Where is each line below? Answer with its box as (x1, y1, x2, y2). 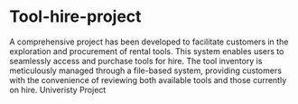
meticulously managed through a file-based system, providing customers (9, 65, 283, 76)
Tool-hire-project (9, 6, 142, 27)
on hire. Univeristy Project (9, 84, 107, 95)
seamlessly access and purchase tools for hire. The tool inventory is (9, 55, 263, 66)
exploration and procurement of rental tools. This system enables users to (9, 45, 284, 56)
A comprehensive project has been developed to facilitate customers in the (9, 36, 289, 47)
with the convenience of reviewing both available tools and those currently (9, 74, 287, 85)
